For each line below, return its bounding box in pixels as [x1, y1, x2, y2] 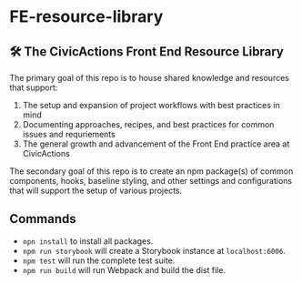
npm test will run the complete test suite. [22, 255, 176, 266]
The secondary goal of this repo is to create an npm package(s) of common [9, 166, 294, 177]
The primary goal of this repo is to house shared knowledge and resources [9, 73, 289, 83]
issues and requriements [22, 129, 116, 139]
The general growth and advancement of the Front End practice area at [22, 138, 290, 149]
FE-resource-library [9, 6, 164, 27]
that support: [9, 82, 58, 93]
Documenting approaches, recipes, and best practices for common [22, 119, 275, 129]
